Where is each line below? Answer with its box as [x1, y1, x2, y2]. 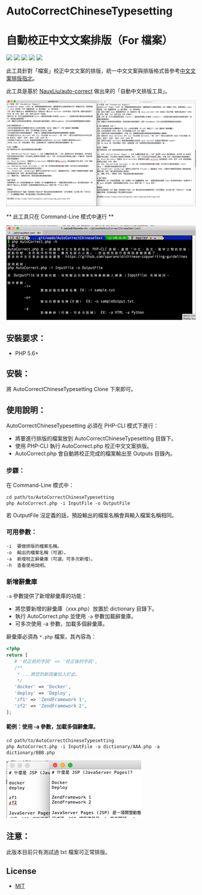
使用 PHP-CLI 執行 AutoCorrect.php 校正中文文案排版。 [14, 442, 152, 450]
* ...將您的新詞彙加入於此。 [17, 671, 80, 677]
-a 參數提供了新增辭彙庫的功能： [6, 592, 87, 600]
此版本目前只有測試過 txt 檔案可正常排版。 [6, 848, 111, 855]
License [6, 866, 37, 876]
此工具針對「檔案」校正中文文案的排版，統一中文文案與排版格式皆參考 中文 [6, 68, 191, 75]
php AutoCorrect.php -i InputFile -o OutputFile [6, 500, 130, 506]
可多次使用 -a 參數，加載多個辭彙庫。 [14, 620, 108, 627]
